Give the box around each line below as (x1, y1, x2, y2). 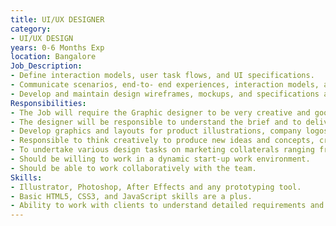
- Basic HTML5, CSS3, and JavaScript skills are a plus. (10, 191, 253, 201)
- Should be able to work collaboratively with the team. (10, 163, 257, 173)
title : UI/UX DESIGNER (10, 14, 105, 25)
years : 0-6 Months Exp (10, 42, 105, 53)
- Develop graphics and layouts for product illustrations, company (10, 126, 302, 136)
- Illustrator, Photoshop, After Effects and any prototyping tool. (10, 182, 302, 192)
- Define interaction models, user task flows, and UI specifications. (10, 71, 315, 81)
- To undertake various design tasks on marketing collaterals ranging (10, 145, 315, 155)
